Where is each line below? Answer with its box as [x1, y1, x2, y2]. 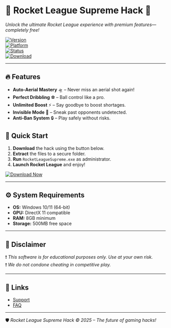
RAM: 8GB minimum [12, 215, 56, 221]
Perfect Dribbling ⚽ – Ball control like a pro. [12, 94, 105, 100]
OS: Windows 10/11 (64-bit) [12, 204, 70, 211]
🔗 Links [5, 283, 29, 292]
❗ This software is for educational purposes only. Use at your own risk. [5, 254, 153, 260]
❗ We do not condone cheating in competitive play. [5, 262, 111, 268]
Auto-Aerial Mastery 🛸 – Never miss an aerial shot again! [12, 86, 135, 92]
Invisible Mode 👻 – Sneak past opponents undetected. [12, 109, 127, 115]
